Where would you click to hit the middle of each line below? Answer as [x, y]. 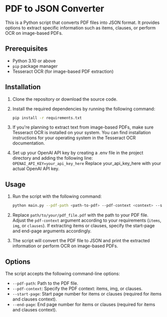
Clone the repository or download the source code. [65, 99]
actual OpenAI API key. [36, 169]
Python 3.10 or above [34, 61]
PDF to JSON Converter [55, 9]
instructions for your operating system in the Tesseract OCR [74, 138]
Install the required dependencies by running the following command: [84, 109]
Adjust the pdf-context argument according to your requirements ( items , [87, 220]
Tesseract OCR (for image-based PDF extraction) [63, 71]
